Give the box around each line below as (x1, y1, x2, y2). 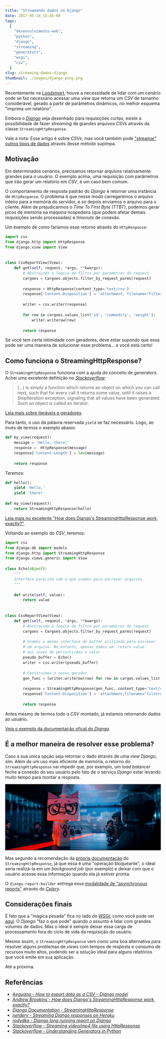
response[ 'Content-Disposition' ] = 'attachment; (23, 292, 125, 297)
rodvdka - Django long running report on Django (12, 1018, 111, 1024)
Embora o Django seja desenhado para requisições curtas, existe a (5, 115, 142, 121)
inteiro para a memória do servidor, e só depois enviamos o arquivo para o (5, 198, 157, 205)
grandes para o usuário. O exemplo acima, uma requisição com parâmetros (5, 173, 159, 179)
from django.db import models (5, 545, 68, 550)
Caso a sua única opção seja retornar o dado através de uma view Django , (5, 753, 157, 759)
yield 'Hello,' (14, 485, 45, 491)
